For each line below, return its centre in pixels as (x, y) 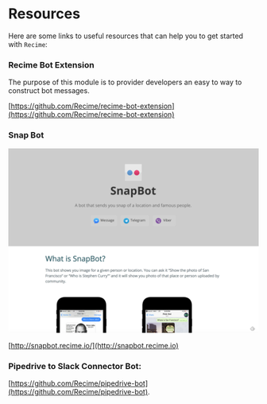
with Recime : (28, 44)
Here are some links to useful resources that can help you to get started (126, 36)
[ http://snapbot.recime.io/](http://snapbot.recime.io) (93, 345)
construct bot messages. (49, 91)
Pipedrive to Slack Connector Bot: (75, 366)
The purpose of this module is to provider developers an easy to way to (125, 82)
